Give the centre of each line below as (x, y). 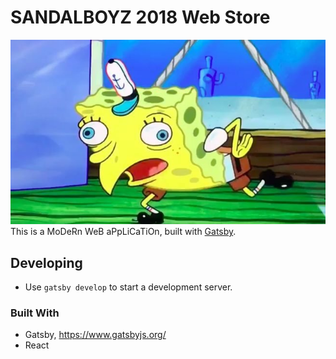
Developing (46, 262)
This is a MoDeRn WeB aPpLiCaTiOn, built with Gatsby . (123, 232)
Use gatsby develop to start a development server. (128, 287)
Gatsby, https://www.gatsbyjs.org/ (95, 335)
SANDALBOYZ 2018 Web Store (140, 17)
